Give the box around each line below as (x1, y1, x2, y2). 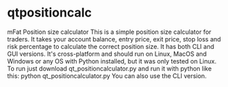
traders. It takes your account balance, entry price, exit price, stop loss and (7, 35, 221, 43)
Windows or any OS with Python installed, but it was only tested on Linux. (7, 57, 217, 65)
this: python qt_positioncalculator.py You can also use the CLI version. (7, 71, 207, 80)
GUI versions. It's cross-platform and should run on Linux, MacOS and (7, 50, 207, 58)
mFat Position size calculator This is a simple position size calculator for (7, 28, 212, 36)
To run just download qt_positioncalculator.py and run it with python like (7, 64, 212, 72)
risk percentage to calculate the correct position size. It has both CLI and (7, 42, 215, 50)
